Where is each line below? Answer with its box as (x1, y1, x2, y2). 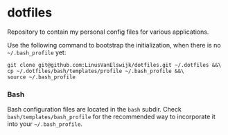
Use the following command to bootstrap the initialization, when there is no (7, 41, 221, 49)
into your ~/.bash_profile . (7, 120, 83, 128)
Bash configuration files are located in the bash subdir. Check (7, 105, 182, 114)
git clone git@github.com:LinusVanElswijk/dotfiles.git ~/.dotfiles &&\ (7, 61, 222, 68)
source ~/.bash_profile (7, 74, 76, 81)
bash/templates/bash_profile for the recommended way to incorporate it (7, 112, 216, 121)
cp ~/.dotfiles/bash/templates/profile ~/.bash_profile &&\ (7, 67, 185, 74)
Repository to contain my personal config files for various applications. (7, 28, 209, 36)
